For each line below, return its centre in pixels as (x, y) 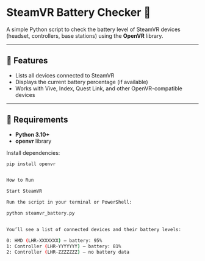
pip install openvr (31, 164)
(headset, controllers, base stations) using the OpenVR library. (85, 35)
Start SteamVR (24, 191)
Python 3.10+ (32, 134)
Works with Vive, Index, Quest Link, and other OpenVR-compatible (99, 88)
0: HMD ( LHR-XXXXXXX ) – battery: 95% (54, 240)
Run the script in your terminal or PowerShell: (69, 202)
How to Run (20, 180)
